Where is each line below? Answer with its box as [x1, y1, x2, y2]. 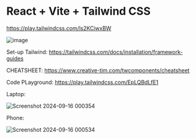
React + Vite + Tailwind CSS [6, 4, 151, 18]
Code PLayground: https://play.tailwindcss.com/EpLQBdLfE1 [6, 78, 159, 86]
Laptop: [6, 90, 26, 97]
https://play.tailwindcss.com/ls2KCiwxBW [6, 24, 111, 32]
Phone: [6, 114, 24, 121]
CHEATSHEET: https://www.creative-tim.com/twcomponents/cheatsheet [6, 66, 190, 74]
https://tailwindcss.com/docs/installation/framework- [48, 48, 183, 56]
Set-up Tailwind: [6, 48, 48, 56]
